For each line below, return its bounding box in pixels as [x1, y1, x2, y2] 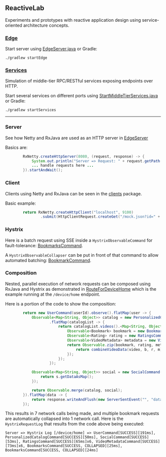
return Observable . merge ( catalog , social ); [31, 387, 123, 393]
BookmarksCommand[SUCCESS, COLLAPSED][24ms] [5, 448, 98, 453]
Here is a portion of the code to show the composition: [5, 301, 116, 306]
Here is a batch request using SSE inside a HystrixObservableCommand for [5, 237, 153, 243]
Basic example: [5, 200, 36, 206]
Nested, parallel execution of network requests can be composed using [5, 281, 151, 287]
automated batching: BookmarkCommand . [5, 257, 91, 263]
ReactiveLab [5, 4, 44, 12]
